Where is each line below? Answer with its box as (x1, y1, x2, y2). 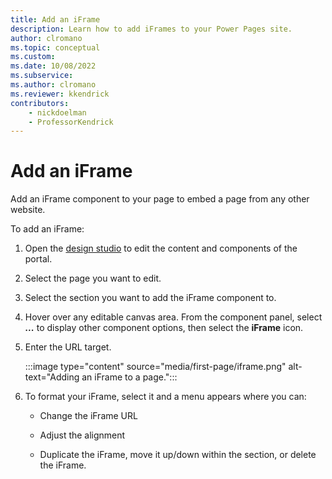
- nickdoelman (28, 107, 87, 118)
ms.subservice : (10, 71, 74, 81)
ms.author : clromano (10, 80, 97, 90)
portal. (24, 253, 53, 265)
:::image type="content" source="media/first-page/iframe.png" (24, 361, 287, 373)
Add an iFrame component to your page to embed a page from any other (10, 193, 310, 205)
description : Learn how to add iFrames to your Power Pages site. (10, 24, 293, 34)
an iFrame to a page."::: (81, 371, 178, 383)
